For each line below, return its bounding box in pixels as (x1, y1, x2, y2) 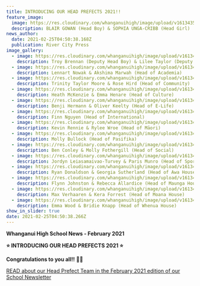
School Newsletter (6, 273, 52, 281)
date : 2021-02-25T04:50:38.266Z (6, 214, 86, 220)
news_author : (6, 31, 39, 37)
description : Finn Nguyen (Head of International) (17, 114, 145, 120)
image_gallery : (6, 48, 44, 54)
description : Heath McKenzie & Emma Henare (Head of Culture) (17, 92, 174, 98)
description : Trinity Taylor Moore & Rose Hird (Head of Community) (17, 81, 190, 87)
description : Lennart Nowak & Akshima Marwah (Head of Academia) (17, 70, 183, 76)
